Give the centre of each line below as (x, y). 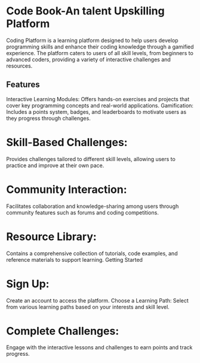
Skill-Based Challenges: (67, 142)
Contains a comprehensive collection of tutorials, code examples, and (92, 253)
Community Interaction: (67, 189)
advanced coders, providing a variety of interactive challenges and (89, 59)
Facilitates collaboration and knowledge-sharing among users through (93, 206)
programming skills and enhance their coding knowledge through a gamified (100, 47)
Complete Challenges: (63, 331)
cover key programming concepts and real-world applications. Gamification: (100, 105)
